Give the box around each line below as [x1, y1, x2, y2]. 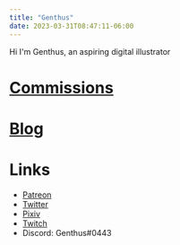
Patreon [21, 189, 52, 200]
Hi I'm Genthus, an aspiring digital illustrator [9, 46, 171, 57]
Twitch [21, 217, 47, 229]
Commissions [9, 77, 114, 98]
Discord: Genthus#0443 [21, 227, 112, 238]
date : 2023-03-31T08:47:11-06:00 [9, 22, 134, 31]
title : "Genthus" [9, 13, 74, 22]
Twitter [21, 198, 49, 209]
